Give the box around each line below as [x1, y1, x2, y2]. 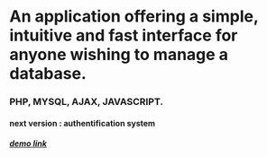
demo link [9, 138, 48, 149]
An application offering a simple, [9, 6, 259, 27]
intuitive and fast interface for [9, 25, 238, 46]
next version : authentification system [9, 118, 156, 128]
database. [9, 64, 87, 84]
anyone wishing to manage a [9, 45, 228, 65]
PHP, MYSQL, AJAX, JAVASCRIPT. [9, 96, 164, 109]
